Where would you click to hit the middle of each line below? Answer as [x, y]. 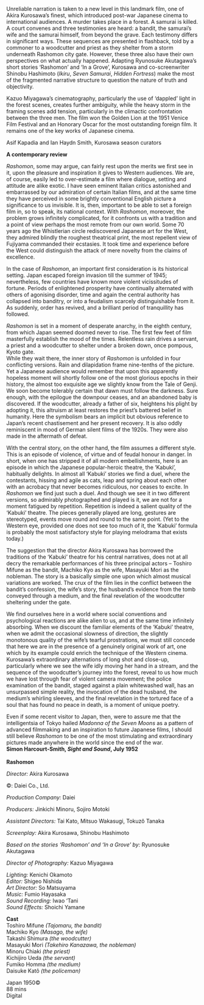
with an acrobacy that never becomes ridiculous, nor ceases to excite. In [97, 487]
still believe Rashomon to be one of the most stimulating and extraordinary [100, 736]
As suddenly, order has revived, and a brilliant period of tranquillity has [95, 308]
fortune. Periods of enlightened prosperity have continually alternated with [100, 288]
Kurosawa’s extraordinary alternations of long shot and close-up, [88, 659]
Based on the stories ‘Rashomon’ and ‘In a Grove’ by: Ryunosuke [88, 845]
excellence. [21, 257]
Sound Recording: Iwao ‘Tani [42, 901]
